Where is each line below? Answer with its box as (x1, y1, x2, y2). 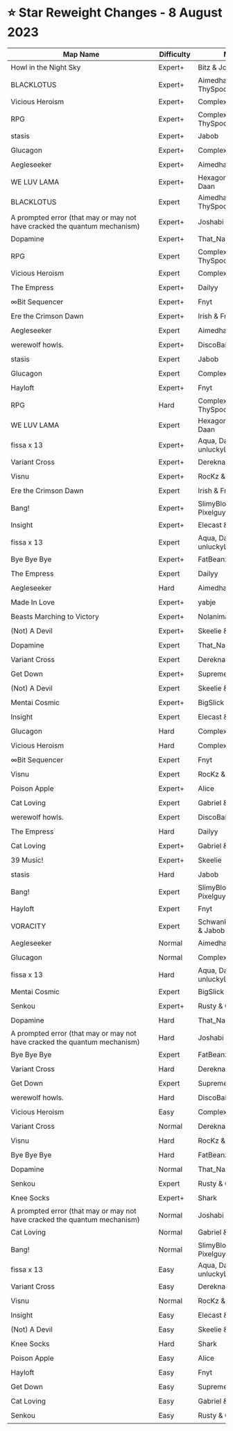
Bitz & (198, 63, 217, 72)
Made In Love (10, 597, 55, 607)
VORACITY (10, 921, 46, 931)
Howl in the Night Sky (10, 63, 81, 72)
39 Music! (10, 855, 44, 865)
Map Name (62, 49, 100, 59)
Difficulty (159, 49, 191, 59)
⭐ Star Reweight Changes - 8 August (7, 5, 223, 21)
